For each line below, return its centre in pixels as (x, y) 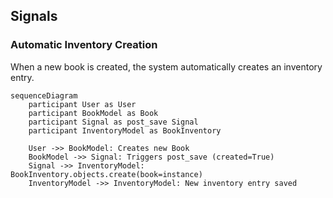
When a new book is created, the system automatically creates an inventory (166, 66)
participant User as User (82, 104)
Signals (34, 16)
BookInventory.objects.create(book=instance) (106, 174)
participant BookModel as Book (93, 113)
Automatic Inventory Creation (84, 45)
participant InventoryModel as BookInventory (125, 130)
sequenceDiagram (44, 95)
